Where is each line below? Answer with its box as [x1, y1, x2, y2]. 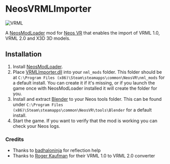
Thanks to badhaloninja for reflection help [12, 147, 101, 153]
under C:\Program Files [12, 101, 63, 107]
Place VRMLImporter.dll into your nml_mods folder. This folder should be [12, 69, 162, 75]
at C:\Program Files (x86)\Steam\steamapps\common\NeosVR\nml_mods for [12, 74, 165, 80]
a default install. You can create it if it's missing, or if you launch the [12, 79, 155, 86]
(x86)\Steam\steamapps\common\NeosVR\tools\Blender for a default [12, 106, 152, 113]
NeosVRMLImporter [5, 3, 92, 15]
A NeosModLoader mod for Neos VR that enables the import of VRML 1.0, [5, 30, 160, 36]
